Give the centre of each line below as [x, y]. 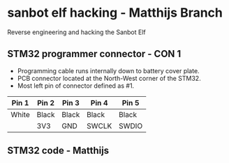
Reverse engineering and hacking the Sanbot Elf [77, 32]
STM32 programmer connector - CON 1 [94, 54]
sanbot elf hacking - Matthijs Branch [115, 13]
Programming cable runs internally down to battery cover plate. [109, 70]
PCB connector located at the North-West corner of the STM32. [109, 78]
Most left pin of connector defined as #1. [76, 86]
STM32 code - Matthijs [58, 151]
